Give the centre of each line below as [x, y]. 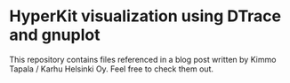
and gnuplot [55, 35]
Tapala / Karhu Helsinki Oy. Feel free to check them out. [112, 69]
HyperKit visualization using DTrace [145, 16]
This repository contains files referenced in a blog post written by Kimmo [143, 59]
